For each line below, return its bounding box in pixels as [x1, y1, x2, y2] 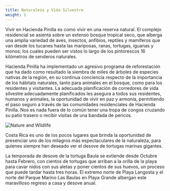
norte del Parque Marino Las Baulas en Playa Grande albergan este [5, 174, 147, 180]
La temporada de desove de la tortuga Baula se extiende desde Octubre [5, 153, 158, 159]
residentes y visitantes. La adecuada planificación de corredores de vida [5, 85, 159, 91]
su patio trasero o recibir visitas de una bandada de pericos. [5, 112, 132, 118]
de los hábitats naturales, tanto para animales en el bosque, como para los [5, 80, 162, 86]
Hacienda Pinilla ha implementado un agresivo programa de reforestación [5, 63, 160, 69]
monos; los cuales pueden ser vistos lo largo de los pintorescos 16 [5, 48, 146, 54]
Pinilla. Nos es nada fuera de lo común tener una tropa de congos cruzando [5, 107, 165, 113]
